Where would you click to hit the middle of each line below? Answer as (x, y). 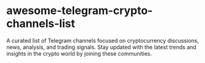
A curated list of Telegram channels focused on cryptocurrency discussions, (102, 40)
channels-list (41, 24)
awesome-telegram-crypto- (80, 11)
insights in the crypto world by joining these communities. (79, 53)
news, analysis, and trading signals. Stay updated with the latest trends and (102, 47)
